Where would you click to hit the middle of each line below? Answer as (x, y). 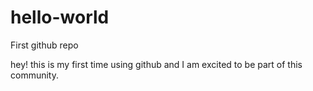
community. (34, 75)
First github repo (44, 45)
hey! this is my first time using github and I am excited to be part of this (156, 64)
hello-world (60, 17)
